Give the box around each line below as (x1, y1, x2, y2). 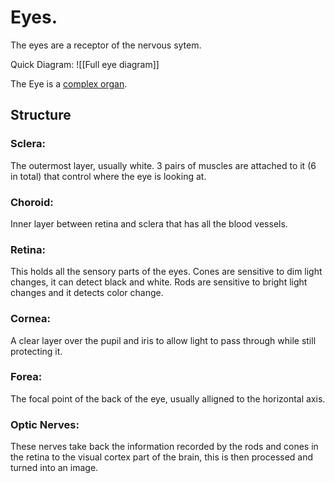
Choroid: (10, 195, 54, 209)
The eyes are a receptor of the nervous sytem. (10, 39, 202, 51)
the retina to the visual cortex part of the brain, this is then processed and (10, 451, 314, 463)
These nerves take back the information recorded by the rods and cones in (10, 441, 319, 453)
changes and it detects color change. (10, 287, 164, 299)
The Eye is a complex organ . (10, 77, 128, 90)
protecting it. (10, 345, 63, 357)
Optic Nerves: (10, 417, 80, 431)
